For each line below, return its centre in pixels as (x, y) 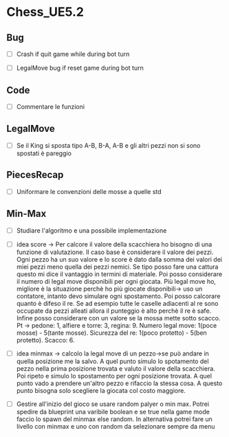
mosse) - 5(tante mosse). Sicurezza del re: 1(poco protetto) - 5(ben (111, 333)
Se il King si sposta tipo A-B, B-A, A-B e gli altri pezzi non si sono (108, 145)
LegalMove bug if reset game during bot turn (80, 68)
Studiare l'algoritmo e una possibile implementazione (91, 230)
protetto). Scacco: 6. (45, 340)
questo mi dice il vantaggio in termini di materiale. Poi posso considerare (119, 274)
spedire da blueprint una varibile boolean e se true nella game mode (113, 411)
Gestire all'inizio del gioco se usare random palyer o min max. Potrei (113, 404)
